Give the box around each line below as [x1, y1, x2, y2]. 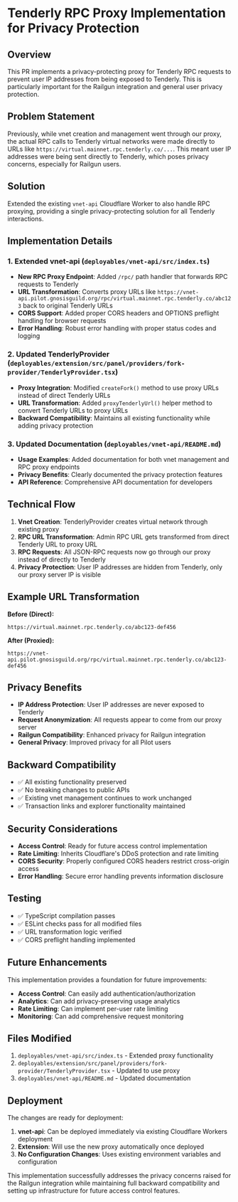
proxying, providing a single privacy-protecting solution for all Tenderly [7, 206, 215, 215]
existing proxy [17, 524, 60, 533]
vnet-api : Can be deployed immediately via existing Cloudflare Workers [17, 1127, 227, 1136]
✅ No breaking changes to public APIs [17, 786, 130, 794]
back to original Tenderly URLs [22, 301, 114, 310]
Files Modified [7, 1032, 72, 1044]
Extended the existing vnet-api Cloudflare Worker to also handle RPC [7, 199, 211, 208]
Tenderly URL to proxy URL [17, 539, 98, 549]
